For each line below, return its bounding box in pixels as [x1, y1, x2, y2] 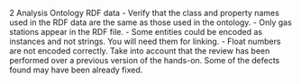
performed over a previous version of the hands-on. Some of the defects [9, 55, 280, 65]
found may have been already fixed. [9, 64, 143, 75]
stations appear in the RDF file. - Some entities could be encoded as [9, 27, 263, 37]
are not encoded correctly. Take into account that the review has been [9, 46, 270, 56]
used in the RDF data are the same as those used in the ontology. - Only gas [9, 17, 293, 28]
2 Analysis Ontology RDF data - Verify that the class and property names [9, 8, 279, 18]
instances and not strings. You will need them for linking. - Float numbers [9, 36, 281, 46]
